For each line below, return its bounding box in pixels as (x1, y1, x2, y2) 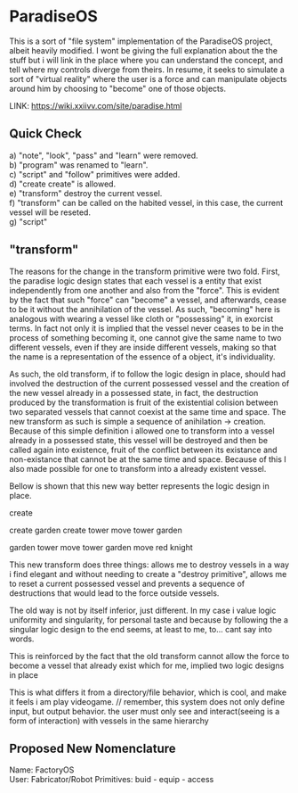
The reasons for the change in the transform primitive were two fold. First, (9, 266, 280, 277)
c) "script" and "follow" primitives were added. (9, 169, 181, 179)
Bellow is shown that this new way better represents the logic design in (9, 480, 270, 491)
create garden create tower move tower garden (9, 525, 182, 535)
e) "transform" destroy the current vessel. (9, 187, 163, 198)
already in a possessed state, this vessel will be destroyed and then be (9, 434, 269, 445)
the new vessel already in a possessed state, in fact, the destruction (9, 387, 259, 398)
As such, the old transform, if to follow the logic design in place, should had (9, 368, 286, 379)
